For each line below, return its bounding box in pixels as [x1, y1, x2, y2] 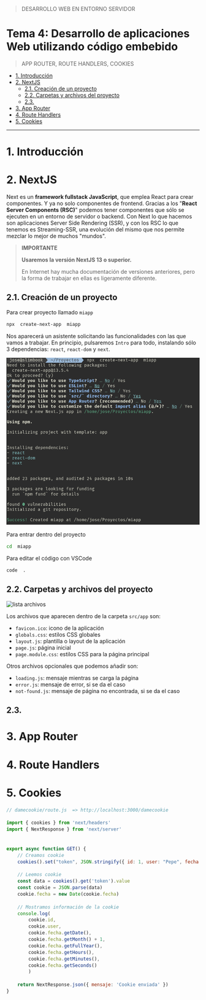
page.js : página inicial [15, 644, 72, 651]
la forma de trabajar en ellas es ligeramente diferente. [21, 274, 158, 282]
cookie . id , [28, 917, 56, 923]
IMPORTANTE [21, 244, 58, 252]
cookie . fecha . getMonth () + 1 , [28, 936, 105, 943]
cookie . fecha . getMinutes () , [28, 956, 100, 962]
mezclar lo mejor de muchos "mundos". [6, 233, 106, 240]
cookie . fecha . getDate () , [28, 930, 92, 936]
